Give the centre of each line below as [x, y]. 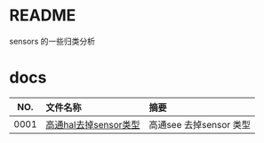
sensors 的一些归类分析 [52, 41]
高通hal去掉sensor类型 [93, 124]
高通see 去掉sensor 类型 [200, 124]
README [43, 16]
